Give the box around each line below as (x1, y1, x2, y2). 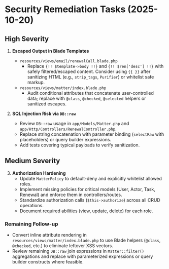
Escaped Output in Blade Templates (12, 48, 89, 54)
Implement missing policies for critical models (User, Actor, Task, (19, 186, 156, 192)
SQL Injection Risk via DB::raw (12, 110, 76, 117)
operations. (19, 202, 44, 208)
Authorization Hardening (12, 170, 66, 176)
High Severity (5, 34, 49, 43)
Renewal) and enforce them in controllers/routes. (19, 191, 122, 198)
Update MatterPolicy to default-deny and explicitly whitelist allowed (19, 175, 162, 181)
